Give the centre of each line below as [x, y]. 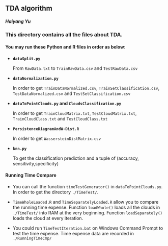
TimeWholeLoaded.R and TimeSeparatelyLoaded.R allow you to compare [86, 202]
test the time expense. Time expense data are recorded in [73, 233]
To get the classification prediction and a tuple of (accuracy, [76, 158]
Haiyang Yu [18, 21]
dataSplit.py [26, 59]
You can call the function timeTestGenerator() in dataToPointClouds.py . [88, 186]
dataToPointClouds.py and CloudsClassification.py [67, 103]
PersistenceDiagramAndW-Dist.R [46, 129]
